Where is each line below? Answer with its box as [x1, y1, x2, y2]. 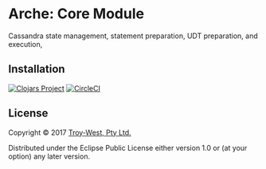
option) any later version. [8, 152, 90, 161]
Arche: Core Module [8, 5, 145, 23]
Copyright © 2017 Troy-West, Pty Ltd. [8, 128, 131, 137]
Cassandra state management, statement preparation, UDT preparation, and [8, 31, 259, 40]
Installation [8, 63, 65, 76]
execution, [8, 39, 43, 48]
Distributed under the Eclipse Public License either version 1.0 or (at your [8, 143, 248, 152]
